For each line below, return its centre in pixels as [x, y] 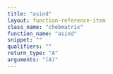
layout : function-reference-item [56, 20]
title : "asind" [30, 14]
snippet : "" [25, 40]
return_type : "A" [33, 54]
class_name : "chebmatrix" [45, 27]
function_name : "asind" [42, 33]
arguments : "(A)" [33, 60]
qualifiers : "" [30, 47]
